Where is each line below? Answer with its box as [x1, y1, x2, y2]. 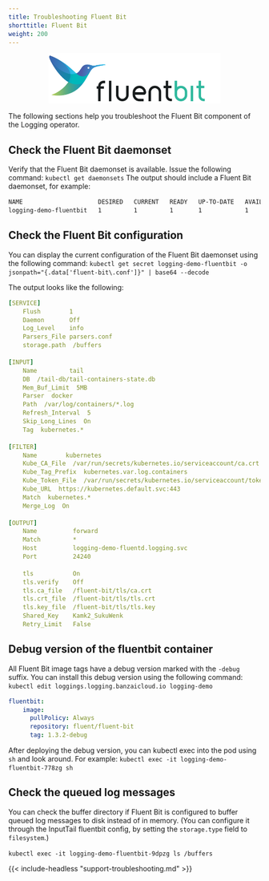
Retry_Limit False [22, 620, 91, 628]
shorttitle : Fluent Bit [8, 21, 88, 30]
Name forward [22, 527, 98, 535]
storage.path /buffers [22, 341, 102, 350]
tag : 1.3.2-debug [29, 731, 88, 739]
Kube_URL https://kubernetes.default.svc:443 [22, 485, 181, 493]
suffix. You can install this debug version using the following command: [8, 672, 243, 681]
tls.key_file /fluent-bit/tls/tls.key [22, 604, 156, 612]
